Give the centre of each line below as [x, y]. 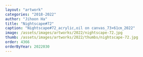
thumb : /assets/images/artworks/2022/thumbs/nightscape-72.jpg [72, 38]
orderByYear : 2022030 [27, 47]
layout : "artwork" [24, 10]
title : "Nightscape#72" [30, 24]
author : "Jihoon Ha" [26, 19]
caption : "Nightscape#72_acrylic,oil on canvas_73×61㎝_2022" [70, 28]
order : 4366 [17, 42]
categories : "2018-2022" [31, 14]
